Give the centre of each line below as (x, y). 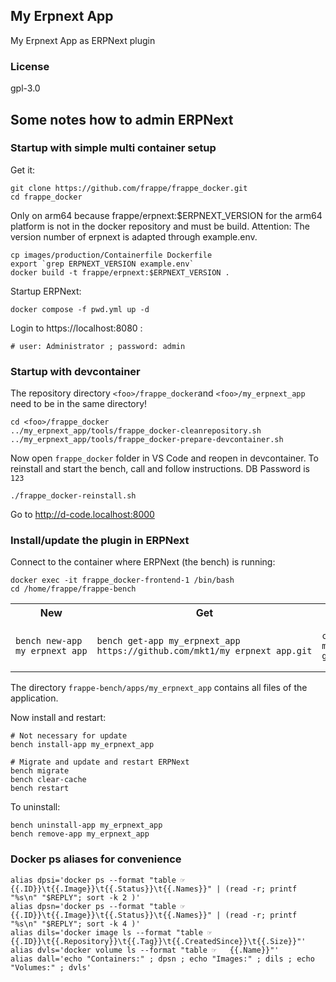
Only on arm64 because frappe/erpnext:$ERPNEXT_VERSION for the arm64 (166, 215)
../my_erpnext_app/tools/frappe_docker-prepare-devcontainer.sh (147, 440)
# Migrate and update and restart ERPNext (100, 762)
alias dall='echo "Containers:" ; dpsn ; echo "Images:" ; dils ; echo (162, 959)
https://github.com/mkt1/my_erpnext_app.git (204, 651)
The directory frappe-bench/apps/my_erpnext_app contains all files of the (159, 688)
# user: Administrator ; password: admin (98, 346)
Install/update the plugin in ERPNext (100, 541)
